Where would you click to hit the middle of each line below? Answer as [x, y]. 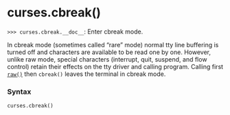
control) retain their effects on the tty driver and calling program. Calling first [115, 66]
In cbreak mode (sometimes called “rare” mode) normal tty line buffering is [113, 44]
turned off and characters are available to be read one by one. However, [109, 52]
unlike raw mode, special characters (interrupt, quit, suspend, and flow [107, 59]
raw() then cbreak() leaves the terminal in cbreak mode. [87, 74]
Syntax [19, 92]
